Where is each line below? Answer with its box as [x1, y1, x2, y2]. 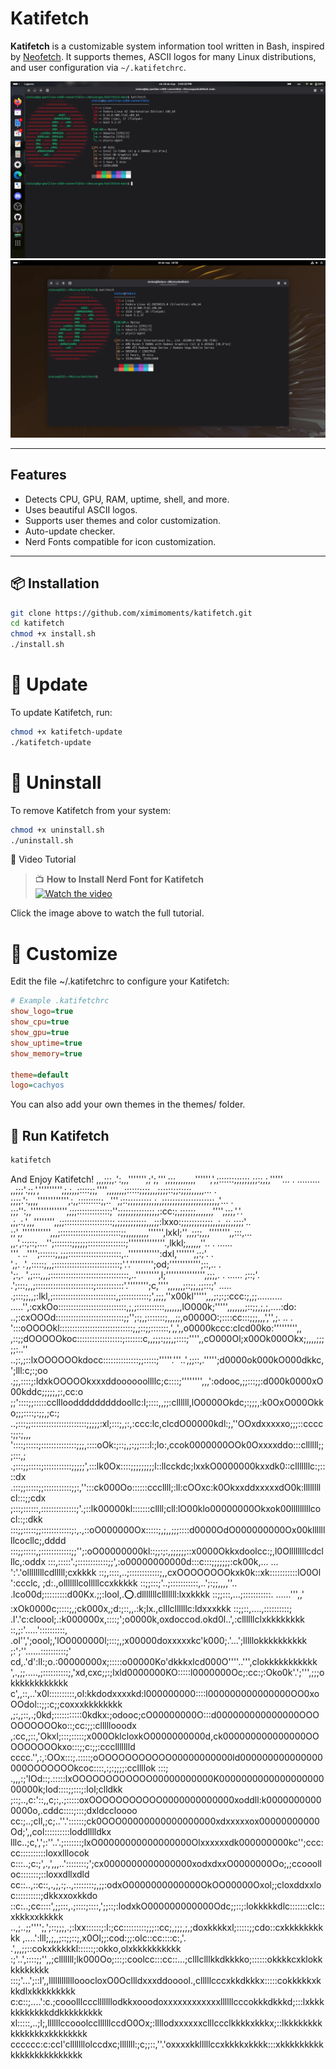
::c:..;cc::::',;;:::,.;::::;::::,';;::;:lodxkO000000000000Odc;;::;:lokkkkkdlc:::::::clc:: [10, 1900, 325, 1912]
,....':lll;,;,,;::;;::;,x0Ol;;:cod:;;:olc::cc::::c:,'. [22, 1932, 187, 1944]
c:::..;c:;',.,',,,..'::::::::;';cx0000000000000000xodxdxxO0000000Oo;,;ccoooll [10, 1857, 323, 1869]
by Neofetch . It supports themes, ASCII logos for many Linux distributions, [10, 50, 317, 62]
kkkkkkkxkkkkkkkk [10, 2027, 88, 2039]
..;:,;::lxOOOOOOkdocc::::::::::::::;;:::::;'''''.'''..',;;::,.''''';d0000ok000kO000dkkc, [10, 1353, 325, 1366]
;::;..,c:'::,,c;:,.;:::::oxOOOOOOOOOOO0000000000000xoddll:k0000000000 [10, 1793, 322, 1806]
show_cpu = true [10, 1017, 70, 1027]
